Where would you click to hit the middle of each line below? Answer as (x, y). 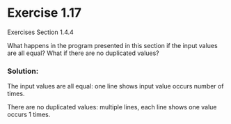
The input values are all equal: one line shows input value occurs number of (115, 86)
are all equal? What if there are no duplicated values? (83, 53)
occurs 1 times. (29, 115)
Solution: (23, 71)
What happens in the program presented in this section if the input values (112, 45)
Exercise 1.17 (45, 13)
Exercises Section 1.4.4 (41, 32)
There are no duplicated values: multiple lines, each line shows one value (112, 107)
